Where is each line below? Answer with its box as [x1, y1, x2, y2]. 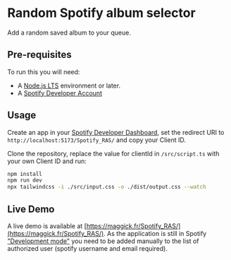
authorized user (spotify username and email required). [7, 244, 168, 252]
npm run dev [7, 177, 42, 184]
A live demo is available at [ [7, 222, 87, 230]
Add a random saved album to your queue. [7, 28, 132, 37]
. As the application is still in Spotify [103, 230, 207, 237]
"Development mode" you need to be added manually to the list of [7, 237, 199, 245]
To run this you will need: [7, 67, 80, 76]
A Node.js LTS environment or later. [17, 81, 121, 90]
